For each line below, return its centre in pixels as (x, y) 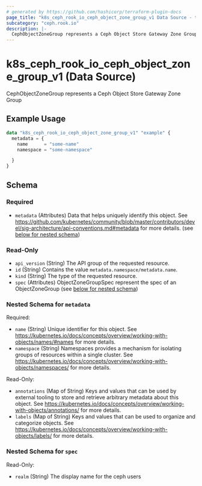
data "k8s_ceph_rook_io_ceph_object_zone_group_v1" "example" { (88, 133)
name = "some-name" (48, 144)
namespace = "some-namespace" (55, 150)
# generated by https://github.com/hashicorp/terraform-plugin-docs (94, 12)
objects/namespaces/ (42, 368)
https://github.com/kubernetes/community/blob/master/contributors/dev (105, 221)
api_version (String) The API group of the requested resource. (92, 264)
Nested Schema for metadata (48, 305)
